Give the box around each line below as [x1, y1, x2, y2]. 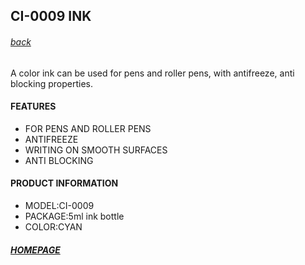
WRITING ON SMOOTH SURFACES [24, 144, 168, 156]
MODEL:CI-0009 [24, 200, 95, 211]
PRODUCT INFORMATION [10, 177, 119, 189]
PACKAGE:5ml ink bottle [24, 210, 125, 222]
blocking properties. [10, 77, 94, 89]
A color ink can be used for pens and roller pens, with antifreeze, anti [10, 67, 295, 79]
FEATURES [10, 100, 57, 113]
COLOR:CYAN [24, 221, 83, 233]
